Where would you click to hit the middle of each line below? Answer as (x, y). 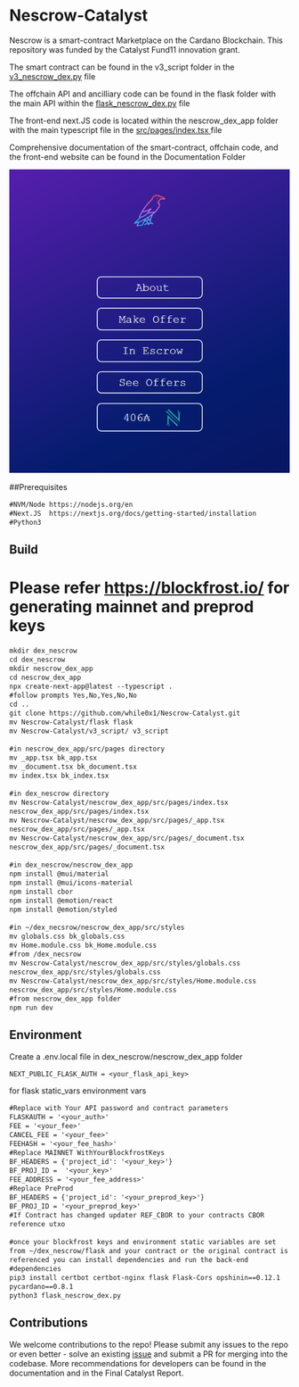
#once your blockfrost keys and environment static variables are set (143, 1242)
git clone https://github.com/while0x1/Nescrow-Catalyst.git (125, 713)
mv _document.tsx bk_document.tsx (73, 767)
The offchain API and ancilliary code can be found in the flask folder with (143, 94)
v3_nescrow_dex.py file (53, 76)
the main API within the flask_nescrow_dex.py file (100, 103)
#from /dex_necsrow (45, 954)
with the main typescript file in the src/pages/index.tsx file (116, 129)
